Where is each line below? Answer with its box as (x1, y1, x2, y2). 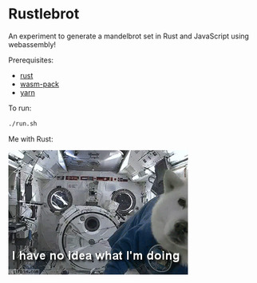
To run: (8, 103, 32, 113)
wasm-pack (19, 79, 60, 89)
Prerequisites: (8, 55, 54, 65)
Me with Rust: (8, 134, 53, 144)
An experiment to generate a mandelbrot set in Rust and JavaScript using (8, 31, 250, 41)
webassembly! (8, 39, 57, 49)
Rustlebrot (8, 5, 80, 23)
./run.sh (8, 119, 38, 128)
